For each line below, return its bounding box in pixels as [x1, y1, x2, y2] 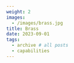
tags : [6, 37, 20, 43]
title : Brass [6, 25, 39, 32]
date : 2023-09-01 [6, 31, 50, 37]
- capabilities [11, 48, 50, 54]
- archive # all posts [11, 43, 69, 49]
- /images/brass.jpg [11, 20, 63, 26]
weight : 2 [6, 8, 31, 15]
